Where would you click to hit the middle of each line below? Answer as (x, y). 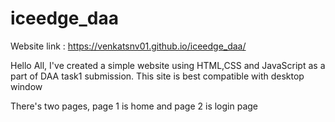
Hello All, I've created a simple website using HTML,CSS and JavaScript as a (168, 65)
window (26, 86)
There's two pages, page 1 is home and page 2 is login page (134, 106)
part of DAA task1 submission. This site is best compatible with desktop (157, 76)
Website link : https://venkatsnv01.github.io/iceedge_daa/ (128, 46)
